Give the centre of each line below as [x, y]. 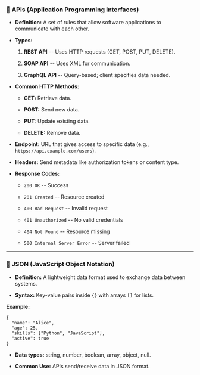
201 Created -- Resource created [64, 197]
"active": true [30, 338]
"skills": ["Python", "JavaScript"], [58, 333]
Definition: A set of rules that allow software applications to [88, 23]
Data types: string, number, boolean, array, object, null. [83, 355]
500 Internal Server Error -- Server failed [76, 243]
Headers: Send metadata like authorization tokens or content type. [97, 162]
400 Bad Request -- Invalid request [66, 209]
